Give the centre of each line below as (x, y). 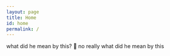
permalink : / (23, 29)
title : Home (21, 18)
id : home (17, 23)
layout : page (23, 12)
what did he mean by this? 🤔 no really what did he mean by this (85, 46)
